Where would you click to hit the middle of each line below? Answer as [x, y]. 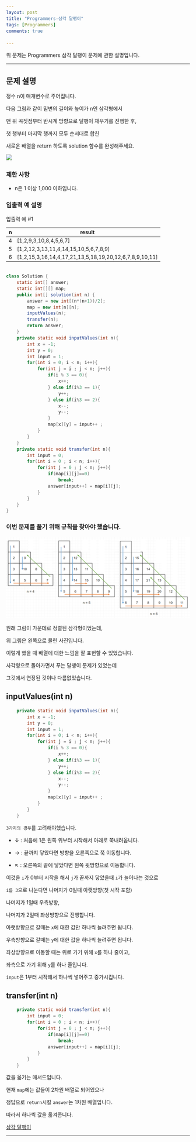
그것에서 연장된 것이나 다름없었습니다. [49, 678]
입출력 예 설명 [24, 205]
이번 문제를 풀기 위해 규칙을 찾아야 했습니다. [64, 527]
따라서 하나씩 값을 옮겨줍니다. [40, 1114]
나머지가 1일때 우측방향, [33, 902]
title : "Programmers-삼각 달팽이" [45, 18]
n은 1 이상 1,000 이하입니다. [46, 188]
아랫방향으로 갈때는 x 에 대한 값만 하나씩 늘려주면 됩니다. [69, 927]
